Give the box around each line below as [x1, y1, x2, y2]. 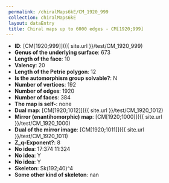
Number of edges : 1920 [14, 87, 75, 95]
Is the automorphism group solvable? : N [14, 75, 117, 82]
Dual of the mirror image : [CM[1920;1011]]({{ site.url [14, 126, 144, 133]
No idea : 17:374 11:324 [14, 145, 71, 153]
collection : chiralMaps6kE [8, 15, 77, 21]
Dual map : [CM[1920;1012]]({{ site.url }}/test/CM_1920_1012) [14, 107, 164, 114]
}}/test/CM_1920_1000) [14, 119, 71, 127]
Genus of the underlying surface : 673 [14, 49, 111, 56]
